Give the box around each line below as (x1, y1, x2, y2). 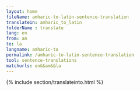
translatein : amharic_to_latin (6, 19, 82, 25)
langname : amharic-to (6, 47, 59, 52)
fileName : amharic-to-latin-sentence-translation (6, 14, 129, 20)
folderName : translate (6, 24, 64, 31)
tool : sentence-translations (6, 57, 77, 63)
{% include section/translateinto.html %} (6, 79, 104, 86)
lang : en (6, 30, 27, 36)
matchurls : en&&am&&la (6, 62, 61, 69)
